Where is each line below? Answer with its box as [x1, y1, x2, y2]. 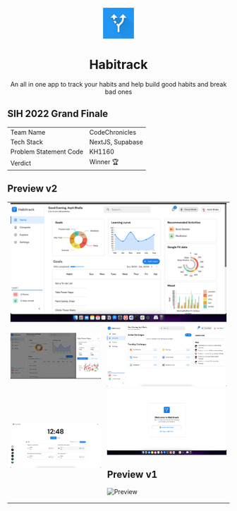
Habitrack [89, 57, 148, 73]
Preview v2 [7, 183, 58, 195]
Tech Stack [10, 137, 44, 146]
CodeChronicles [89, 128, 136, 136]
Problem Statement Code [10, 147, 84, 156]
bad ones [104, 87, 133, 96]
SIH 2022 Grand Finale [7, 108, 109, 120]
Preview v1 [107, 469, 158, 481]
